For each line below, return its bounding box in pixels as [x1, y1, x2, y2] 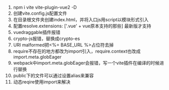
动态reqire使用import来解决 [13, 79, 71, 85]
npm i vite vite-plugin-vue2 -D [13, 5, 77, 10]
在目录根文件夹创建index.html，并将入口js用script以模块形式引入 [13, 17, 149, 22]
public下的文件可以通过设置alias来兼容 [13, 73, 94, 78]
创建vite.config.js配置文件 [13, 10, 68, 16]
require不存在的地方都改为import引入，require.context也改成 [13, 48, 141, 54]
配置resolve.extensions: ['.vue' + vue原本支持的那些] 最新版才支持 [13, 23, 152, 29]
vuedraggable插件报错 [13, 29, 61, 35]
